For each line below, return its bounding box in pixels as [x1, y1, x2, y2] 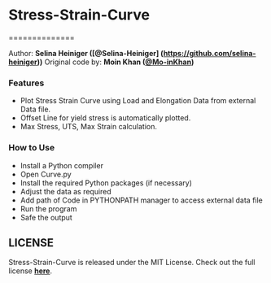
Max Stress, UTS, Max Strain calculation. [20, 122, 157, 132]
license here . [8, 266, 53, 276]
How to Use [8, 142, 55, 154]
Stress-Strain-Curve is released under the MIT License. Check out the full [8, 258, 256, 268]
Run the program [20, 203, 77, 213]
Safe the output [20, 212, 73, 222]
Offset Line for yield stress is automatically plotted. [20, 113, 191, 123]
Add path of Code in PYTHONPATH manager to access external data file [20, 195, 263, 205]
